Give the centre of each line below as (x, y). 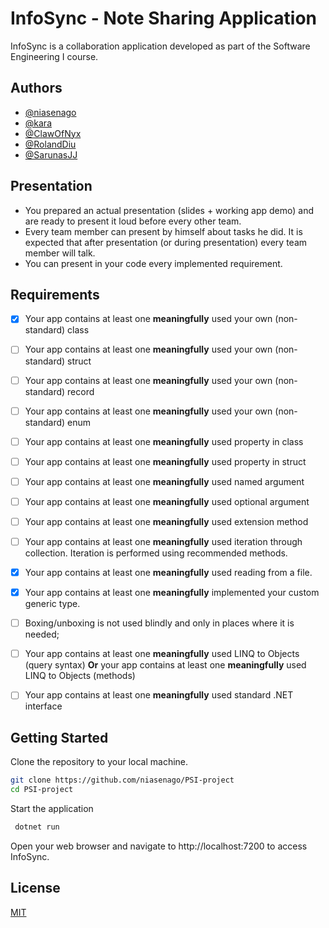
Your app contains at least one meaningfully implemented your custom (172, 593)
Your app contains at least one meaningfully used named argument (164, 481)
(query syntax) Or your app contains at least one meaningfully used (165, 665)
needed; (42, 634)
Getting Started (59, 737)
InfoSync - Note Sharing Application (163, 18)
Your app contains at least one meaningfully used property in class (164, 441)
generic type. (52, 604)
